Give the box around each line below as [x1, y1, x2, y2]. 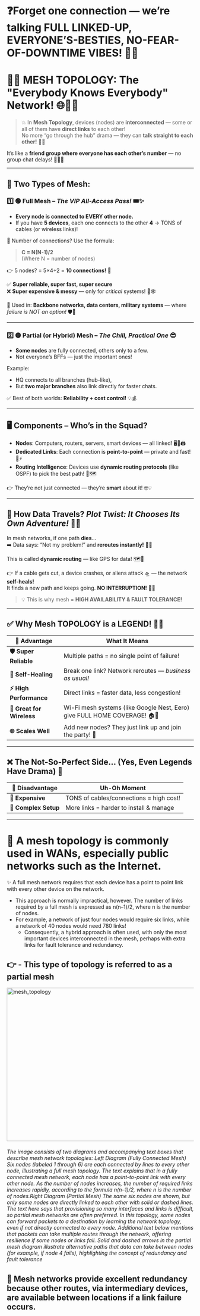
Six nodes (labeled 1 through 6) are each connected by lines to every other [7, 1161, 190, 1168]
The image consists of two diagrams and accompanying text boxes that [7, 1148, 183, 1155]
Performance [9, 694, 48, 702]
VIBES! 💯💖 [87, 46, 139, 60]
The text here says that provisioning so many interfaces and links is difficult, [7, 1205, 194, 1212]
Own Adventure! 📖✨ [7, 519, 81, 529]
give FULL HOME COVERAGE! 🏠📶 [64, 711, 159, 719]
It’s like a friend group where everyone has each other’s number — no [7, 149, 182, 157]
